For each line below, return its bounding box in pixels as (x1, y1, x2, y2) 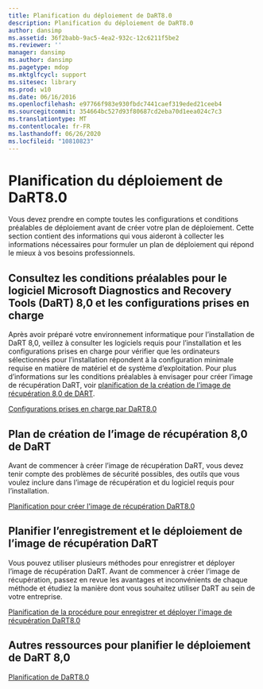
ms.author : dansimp (8, 56, 73, 64)
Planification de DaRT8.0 (8, 672, 90, 682)
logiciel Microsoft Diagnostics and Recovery (8, 284, 232, 297)
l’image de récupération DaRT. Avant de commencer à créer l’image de (8, 566, 241, 576)
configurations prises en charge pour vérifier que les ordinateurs (8, 346, 220, 356)
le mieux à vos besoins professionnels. (8, 248, 135, 258)
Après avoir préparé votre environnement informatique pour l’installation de (8, 330, 255, 339)
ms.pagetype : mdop (8, 64, 69, 72)
